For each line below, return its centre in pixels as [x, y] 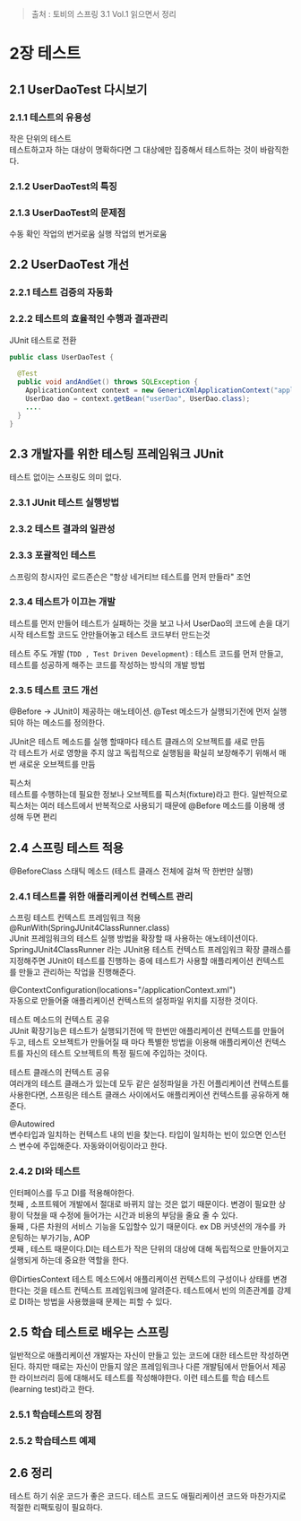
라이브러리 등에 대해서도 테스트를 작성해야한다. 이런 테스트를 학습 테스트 [144, 1378]
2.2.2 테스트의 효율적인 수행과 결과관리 [89, 319]
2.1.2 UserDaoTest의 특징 [64, 186]
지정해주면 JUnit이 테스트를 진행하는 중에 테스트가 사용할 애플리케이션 [131, 961]
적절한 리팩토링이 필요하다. [56, 1507]
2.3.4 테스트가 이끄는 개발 [63, 602]
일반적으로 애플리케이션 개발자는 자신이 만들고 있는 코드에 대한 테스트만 [133, 1356]
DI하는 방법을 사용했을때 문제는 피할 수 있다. [95, 1301]
